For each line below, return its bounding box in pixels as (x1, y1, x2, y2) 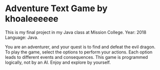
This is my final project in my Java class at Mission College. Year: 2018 (5, 29, 147, 35)
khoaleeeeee (5, 13, 59, 24)
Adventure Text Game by (5, 3, 108, 14)
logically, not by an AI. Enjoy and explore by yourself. (5, 59, 111, 65)
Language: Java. (5, 35, 38, 40)
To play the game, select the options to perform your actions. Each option (5, 49, 153, 55)
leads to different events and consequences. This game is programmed (5, 54, 148, 60)
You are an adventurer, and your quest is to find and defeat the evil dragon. (5, 44, 156, 50)
